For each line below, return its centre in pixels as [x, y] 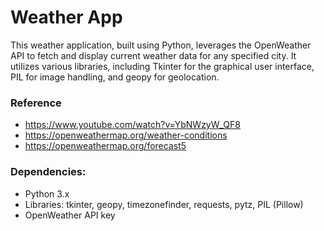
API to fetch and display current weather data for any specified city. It [153, 55]
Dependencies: [48, 172]
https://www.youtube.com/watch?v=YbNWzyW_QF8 [132, 125]
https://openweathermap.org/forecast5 [105, 146]
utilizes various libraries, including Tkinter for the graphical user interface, [162, 66]
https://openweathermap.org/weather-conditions [126, 135]
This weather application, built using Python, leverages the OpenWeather [161, 45]
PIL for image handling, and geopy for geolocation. [115, 77]
